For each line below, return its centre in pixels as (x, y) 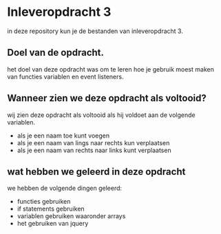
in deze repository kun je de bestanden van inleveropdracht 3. (95, 31)
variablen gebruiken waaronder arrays (71, 216)
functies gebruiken (44, 202)
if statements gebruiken (51, 209)
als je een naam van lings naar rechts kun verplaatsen (93, 142)
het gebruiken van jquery (53, 224)
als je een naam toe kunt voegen (63, 136)
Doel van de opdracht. (56, 53)
